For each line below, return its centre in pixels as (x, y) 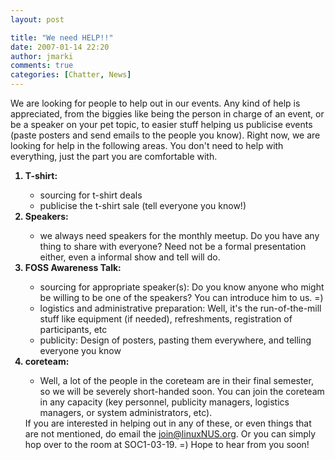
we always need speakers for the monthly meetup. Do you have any (179, 235)
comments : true (42, 66)
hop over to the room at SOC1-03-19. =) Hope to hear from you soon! (167, 444)
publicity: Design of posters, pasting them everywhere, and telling (175, 340)
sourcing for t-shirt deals (91, 195)
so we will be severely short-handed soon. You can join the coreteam (182, 391)
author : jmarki (42, 56)
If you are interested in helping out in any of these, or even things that (168, 423)
